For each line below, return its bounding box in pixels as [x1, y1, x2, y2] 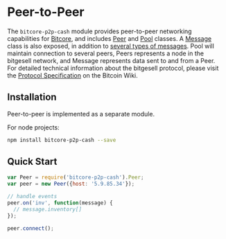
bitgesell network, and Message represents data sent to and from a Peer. [7, 56, 216, 64]
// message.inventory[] [13, 206, 82, 213]
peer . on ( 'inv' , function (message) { [7, 200, 113, 206]
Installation [7, 91, 57, 103]
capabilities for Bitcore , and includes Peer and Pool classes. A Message [7, 34, 212, 42]
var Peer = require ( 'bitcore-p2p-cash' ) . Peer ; [7, 174, 144, 181]
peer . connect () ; [7, 224, 54, 232]
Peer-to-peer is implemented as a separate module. [7, 109, 155, 118]
